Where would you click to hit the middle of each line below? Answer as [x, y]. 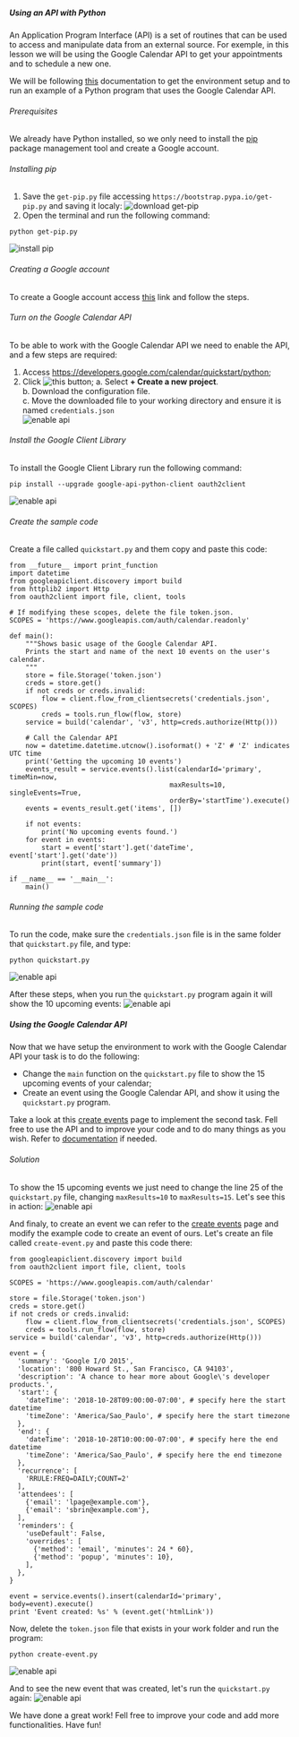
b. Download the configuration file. [86, 391]
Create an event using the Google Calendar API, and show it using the [151, 1093]
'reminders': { [46, 1526]
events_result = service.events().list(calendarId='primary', [144, 770]
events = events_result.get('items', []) [103, 809]
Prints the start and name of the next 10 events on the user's [148, 652]
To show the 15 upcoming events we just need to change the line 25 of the [146, 1187]
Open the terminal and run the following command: [116, 216]
